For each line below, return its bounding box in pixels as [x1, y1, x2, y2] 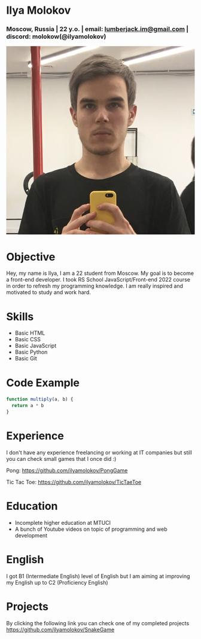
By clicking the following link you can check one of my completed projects [6, 619, 190, 626]
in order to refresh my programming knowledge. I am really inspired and [6, 282, 184, 290]
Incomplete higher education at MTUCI [14, 519, 111, 526]
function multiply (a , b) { [6, 396, 74, 402]
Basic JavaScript [14, 342, 57, 350]
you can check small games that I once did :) [6, 455, 117, 462]
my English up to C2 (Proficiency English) [6, 579, 109, 586]
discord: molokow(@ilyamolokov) [6, 32, 106, 41]
